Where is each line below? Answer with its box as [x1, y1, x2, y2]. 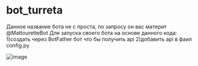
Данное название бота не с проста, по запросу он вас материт [6, 23, 167, 30]
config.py [6, 42, 30, 49]
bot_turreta [6, 4, 63, 17]
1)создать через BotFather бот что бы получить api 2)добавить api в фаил [6, 35, 192, 42]
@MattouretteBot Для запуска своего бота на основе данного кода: [6, 29, 177, 36]
